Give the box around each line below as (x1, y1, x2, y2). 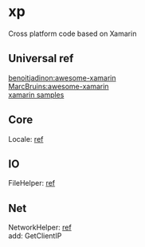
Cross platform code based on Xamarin (8, 29, 137, 38)
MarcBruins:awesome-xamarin (8, 81, 109, 91)
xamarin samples (8, 90, 65, 100)
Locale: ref (8, 134, 44, 143)
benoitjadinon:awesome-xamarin (8, 73, 116, 82)
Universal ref (8, 52, 74, 65)
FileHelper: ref (8, 178, 56, 188)
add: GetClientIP (8, 231, 62, 241)
